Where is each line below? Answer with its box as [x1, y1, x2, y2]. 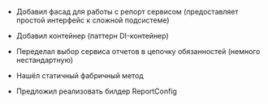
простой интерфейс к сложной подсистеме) [15, 15, 170, 25]
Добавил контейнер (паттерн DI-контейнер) [15, 31, 169, 40]
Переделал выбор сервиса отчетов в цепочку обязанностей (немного [15, 47, 261, 56]
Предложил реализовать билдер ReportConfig [15, 86, 177, 96]
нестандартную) [15, 56, 74, 64]
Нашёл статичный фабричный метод [15, 71, 144, 80]
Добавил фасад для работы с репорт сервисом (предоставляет [15, 7, 239, 16]
